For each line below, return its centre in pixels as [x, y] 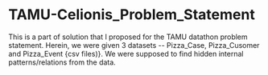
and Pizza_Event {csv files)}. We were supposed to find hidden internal [126, 53]
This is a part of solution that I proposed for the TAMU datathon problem [128, 37]
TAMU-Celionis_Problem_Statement [132, 15]
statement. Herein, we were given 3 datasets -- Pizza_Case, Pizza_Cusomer [134, 45]
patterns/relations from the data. [62, 62]
